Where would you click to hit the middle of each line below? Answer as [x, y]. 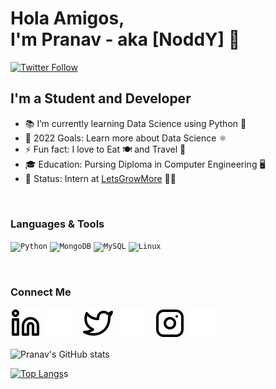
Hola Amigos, [67, 18]
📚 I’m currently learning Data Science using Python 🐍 [135, 123]
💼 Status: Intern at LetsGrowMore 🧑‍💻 [100, 178]
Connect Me [41, 292]
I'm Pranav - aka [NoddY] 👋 [125, 39]
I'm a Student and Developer [101, 98]
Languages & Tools [57, 224]
